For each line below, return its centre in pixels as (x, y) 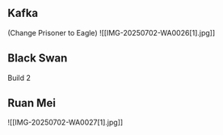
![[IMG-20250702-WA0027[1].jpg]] (65, 122)
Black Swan (38, 59)
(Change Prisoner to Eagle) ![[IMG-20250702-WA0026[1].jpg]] (111, 32)
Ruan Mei (32, 103)
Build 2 (19, 78)
